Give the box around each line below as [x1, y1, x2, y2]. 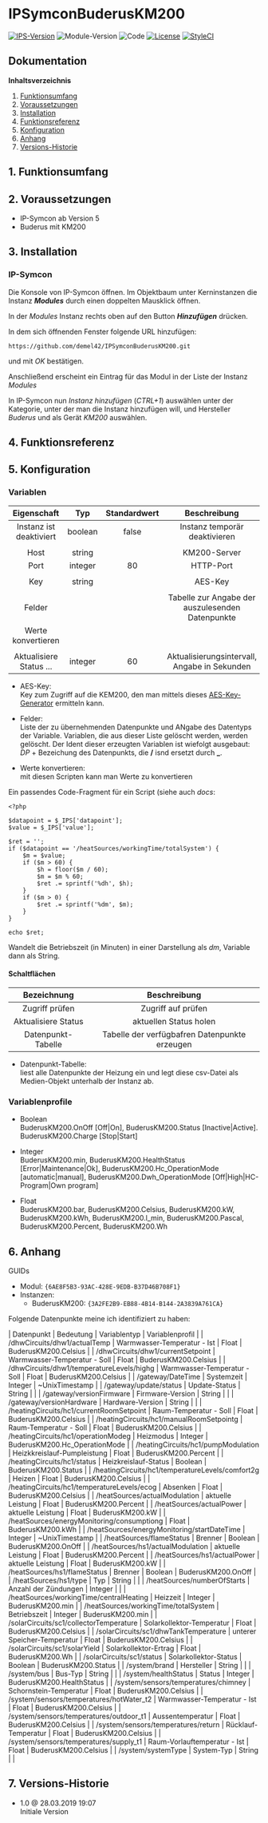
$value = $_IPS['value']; [8, 824, 94, 832]
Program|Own [19, 1181, 66, 1190]
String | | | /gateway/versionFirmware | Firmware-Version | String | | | [8, 1389, 234, 1399]
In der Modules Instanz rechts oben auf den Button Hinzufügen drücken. [8, 311, 249, 320]
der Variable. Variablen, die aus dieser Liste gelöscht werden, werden [19, 730, 249, 740]
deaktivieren [188, 530, 235, 542]
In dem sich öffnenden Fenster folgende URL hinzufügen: [8, 327, 197, 336]
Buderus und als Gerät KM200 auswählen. [8, 412, 148, 422]
